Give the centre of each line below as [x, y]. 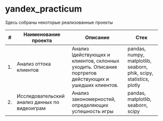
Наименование [42, 34]
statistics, [138, 79]
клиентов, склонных [96, 61]
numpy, [136, 54]
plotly [134, 85]
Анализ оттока [34, 64]
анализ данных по [38, 102]
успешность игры [93, 111]
